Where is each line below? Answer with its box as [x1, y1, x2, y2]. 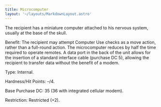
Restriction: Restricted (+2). [5, 97, 60, 103]
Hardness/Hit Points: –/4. [5, 78, 55, 84]
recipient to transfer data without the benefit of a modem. [5, 60, 119, 66]
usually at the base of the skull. [5, 30, 67, 36]
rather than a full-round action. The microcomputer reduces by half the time [5, 44, 156, 50]
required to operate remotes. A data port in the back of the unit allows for [5, 49, 151, 55]
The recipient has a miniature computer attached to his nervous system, [5, 25, 148, 30]
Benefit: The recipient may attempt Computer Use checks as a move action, [5, 39, 156, 45]
